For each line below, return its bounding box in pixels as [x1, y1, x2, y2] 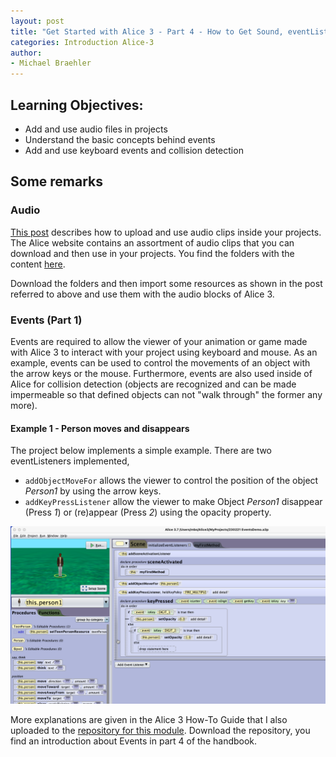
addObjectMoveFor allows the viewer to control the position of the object [24, 475, 319, 487]
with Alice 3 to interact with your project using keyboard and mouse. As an [10, 346, 318, 358]
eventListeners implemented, [10, 455, 130, 467]
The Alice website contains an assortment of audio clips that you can [10, 236, 295, 249]
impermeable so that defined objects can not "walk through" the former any [10, 388, 323, 400]
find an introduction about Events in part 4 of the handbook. [10, 735, 258, 747]
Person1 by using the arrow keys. [24, 485, 162, 497]
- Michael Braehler [10, 58, 92, 69]
